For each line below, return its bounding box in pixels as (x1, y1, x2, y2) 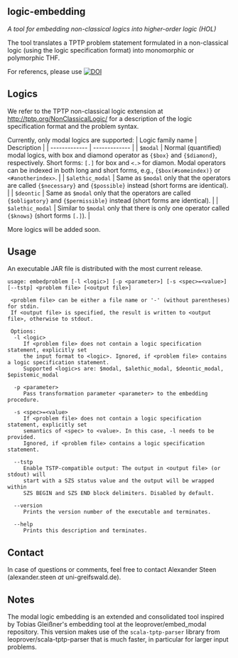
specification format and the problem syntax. (7, 122, 139, 130)
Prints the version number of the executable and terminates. (23, 509, 212, 516)
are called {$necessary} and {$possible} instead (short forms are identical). (7, 181, 229, 189)
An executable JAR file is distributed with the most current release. (7, 265, 203, 273)
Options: (10, 328, 37, 335)
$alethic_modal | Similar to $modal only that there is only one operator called (7, 203, 229, 212)
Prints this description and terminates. (23, 527, 148, 534)
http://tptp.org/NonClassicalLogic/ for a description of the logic (7, 114, 193, 123)
